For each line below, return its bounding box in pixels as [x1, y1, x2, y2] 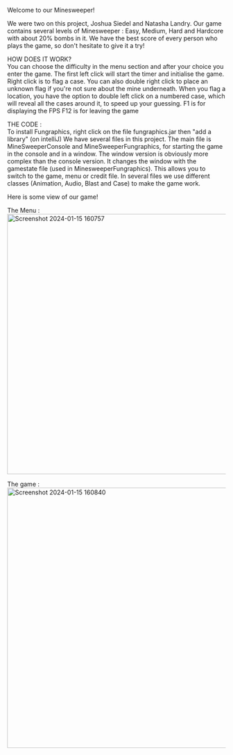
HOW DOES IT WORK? [7, 55, 71, 63]
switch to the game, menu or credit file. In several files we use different [7, 172, 210, 180]
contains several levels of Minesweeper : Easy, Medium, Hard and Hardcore [7, 27, 224, 35]
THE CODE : [7, 120, 42, 128]
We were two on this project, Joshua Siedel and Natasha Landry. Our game [7, 19, 222, 27]
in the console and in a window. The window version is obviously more [7, 149, 209, 158]
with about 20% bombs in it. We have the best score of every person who [7, 34, 218, 42]
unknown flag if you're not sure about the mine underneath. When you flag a [7, 85, 226, 92]
